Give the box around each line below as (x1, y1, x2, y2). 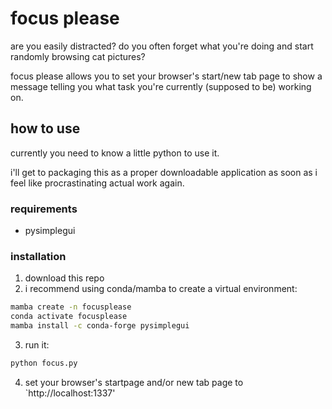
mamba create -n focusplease (10, 302, 132, 312)
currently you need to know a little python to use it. (10, 147, 220, 159)
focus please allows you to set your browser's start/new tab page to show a (10, 70, 323, 82)
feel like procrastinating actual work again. (10, 177, 185, 189)
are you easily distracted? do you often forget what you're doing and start (10, 40, 314, 52)
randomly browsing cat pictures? (10, 50, 146, 62)
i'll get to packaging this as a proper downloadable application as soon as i (10, 166, 318, 178)
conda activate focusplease (10, 312, 128, 322)
